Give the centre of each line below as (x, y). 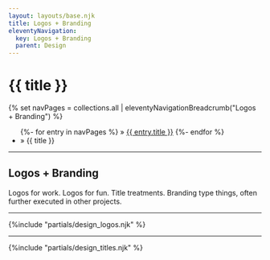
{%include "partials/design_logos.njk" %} (77, 224)
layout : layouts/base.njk (51, 16)
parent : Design (41, 46)
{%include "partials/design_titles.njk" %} (76, 247)
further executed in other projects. (65, 201)
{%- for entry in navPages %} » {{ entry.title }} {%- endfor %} (122, 132)
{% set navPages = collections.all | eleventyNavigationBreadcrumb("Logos (132, 108)
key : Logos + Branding (53, 38)
